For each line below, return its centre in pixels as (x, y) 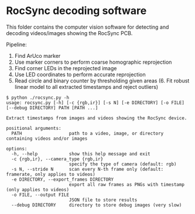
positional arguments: (34, 128)
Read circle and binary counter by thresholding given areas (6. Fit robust (102, 81)
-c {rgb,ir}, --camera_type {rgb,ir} (57, 159)
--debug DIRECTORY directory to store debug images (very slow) (97, 205)
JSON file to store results (103, 200)
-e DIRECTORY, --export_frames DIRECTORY (63, 180)
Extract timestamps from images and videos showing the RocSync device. (97, 118)
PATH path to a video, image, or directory (88, 133)
